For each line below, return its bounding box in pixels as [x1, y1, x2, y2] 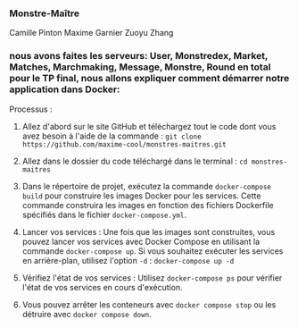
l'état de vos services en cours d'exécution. [21, 282, 183, 292]
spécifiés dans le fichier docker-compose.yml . [21, 209, 187, 220]
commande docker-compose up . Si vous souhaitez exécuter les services [21, 245, 284, 257]
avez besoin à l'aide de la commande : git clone [21, 130, 203, 141]
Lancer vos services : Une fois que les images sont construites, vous [21, 226, 276, 237]
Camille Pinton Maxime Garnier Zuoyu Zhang [9, 28, 174, 38]
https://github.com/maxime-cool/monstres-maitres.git [21, 139, 227, 149]
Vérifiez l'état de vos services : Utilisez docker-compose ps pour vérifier [21, 272, 283, 283]
